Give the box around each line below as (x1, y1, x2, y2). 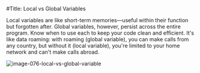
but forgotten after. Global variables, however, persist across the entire (6, 23, 181, 30)
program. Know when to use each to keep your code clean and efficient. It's (6, 29, 194, 36)
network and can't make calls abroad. (6, 48, 100, 56)
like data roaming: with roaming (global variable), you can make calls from (6, 36, 189, 42)
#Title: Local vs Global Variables (6, 5, 86, 12)
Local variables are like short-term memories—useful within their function (6, 17, 189, 23)
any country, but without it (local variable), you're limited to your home (6, 42, 180, 49)
